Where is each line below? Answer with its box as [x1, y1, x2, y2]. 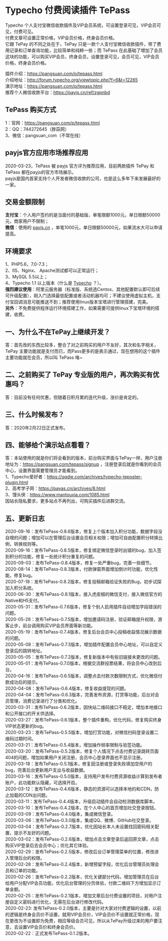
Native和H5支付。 [5, 597, 42, 603]
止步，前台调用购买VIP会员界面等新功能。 [9, 622, 96, 629]
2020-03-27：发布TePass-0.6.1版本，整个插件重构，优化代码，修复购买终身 [5, 717, 162, 723]
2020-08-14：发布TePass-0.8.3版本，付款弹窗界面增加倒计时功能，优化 [5, 566, 154, 572]
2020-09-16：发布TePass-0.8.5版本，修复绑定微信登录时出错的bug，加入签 [5, 547, 161, 553]
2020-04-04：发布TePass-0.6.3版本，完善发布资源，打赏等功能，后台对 [5, 692, 155, 698]
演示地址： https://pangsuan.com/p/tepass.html [5, 83, 102, 89]
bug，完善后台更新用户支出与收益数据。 [5, 767, 88, 773]
